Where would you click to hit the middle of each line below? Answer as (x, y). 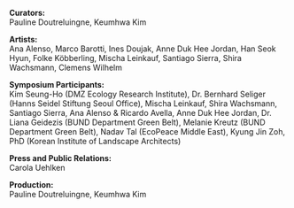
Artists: (23, 39)
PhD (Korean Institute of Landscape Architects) (95, 141)
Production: (31, 185)
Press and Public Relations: (61, 158)
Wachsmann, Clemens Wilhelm (66, 67)
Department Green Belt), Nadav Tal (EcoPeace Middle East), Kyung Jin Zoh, (147, 131)
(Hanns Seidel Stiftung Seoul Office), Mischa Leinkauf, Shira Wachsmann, (143, 104)
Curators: (27, 13)
